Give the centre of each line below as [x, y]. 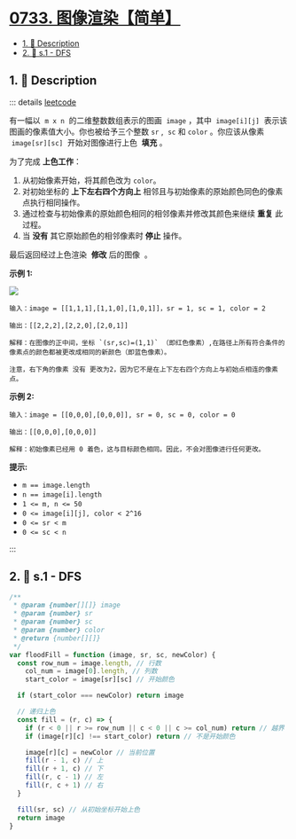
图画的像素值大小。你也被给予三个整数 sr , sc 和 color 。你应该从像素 [137, 131]
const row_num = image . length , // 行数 [90, 663]
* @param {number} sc [53, 622]
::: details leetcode [43, 102]
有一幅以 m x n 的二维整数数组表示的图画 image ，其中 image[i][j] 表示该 [148, 120]
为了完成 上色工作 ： [45, 161]
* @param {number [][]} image [67, 605]
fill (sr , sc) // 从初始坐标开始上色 [78, 809]
